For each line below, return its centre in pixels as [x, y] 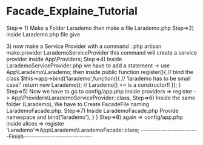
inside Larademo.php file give [43, 34]
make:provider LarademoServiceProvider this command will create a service [101, 52]
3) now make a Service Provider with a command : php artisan [84, 46]
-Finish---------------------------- [49, 136]
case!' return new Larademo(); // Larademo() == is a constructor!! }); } [94, 85]
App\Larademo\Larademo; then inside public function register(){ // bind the [100, 72]
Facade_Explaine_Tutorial [72, 11]
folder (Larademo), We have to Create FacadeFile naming [78, 104]
